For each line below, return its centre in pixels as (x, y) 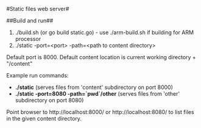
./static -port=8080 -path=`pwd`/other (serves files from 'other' (97, 94)
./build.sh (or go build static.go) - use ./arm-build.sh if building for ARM (104, 32)
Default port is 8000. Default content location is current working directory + (101, 57)
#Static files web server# (38, 9)
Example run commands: (37, 75)
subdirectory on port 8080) (49, 100)
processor (28, 39)
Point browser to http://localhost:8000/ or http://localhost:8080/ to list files (100, 112)
